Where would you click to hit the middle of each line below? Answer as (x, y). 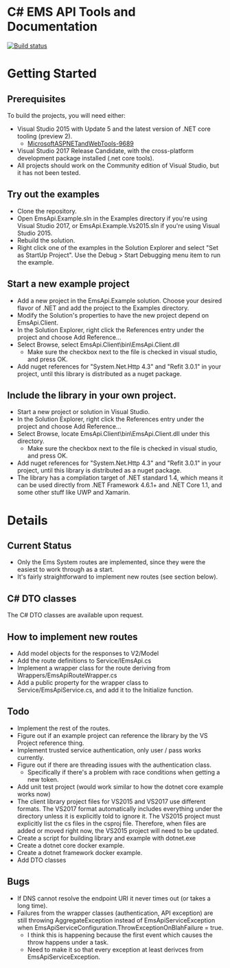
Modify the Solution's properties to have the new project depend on (113, 315)
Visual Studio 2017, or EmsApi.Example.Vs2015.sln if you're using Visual (118, 225)
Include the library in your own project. (92, 395)
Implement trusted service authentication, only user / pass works (109, 750)
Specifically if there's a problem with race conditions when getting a (124, 772)
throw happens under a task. (68, 942)
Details (27, 520)
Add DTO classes (42, 860)
